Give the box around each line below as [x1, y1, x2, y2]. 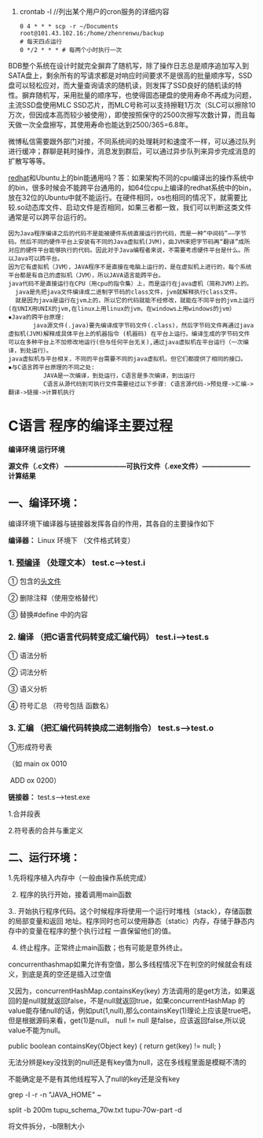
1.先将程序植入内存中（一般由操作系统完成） [8, 873, 151, 883]
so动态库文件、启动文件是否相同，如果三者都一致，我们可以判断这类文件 [16, 203, 252, 212]
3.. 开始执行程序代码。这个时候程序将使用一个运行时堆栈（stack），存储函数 [8, 907, 253, 916]
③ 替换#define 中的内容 [8, 610, 88, 619]
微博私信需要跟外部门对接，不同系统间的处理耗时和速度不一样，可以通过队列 [8, 137, 256, 146]
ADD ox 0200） [9, 775, 61, 785]
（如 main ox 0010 [8, 759, 68, 768]
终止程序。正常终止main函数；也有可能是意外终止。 [19, 943, 187, 952]
